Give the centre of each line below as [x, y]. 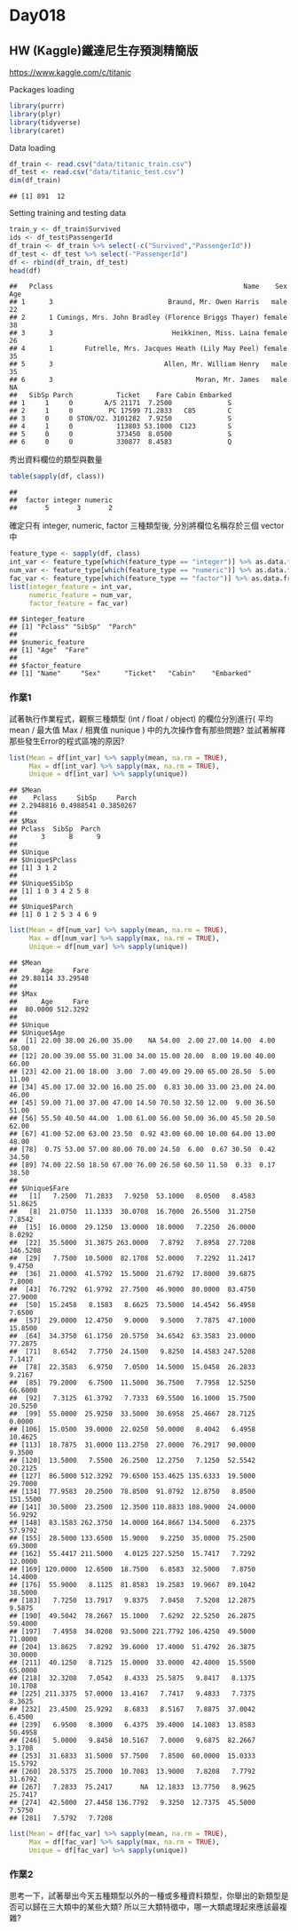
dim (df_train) [35, 180]
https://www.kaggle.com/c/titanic [71, 72]
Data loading [32, 148]
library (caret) [37, 131]
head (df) [25, 271]
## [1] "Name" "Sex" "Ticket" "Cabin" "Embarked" [130, 674]
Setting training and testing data [68, 213]
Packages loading [42, 89]
